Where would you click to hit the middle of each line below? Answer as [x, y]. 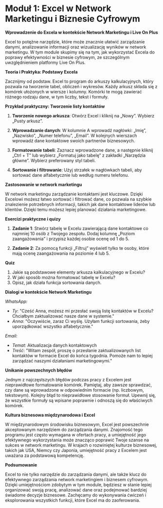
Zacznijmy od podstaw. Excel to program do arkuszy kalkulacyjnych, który [79, 81]
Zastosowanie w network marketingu [44, 184]
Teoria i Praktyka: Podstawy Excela [41, 72]
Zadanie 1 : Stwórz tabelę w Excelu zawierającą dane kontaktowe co [80, 228]
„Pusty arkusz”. [27, 121]
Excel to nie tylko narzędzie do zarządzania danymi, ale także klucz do [76, 474]
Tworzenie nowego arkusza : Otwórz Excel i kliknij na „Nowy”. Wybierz [83, 115]
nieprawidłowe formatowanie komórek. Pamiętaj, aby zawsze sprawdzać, [79, 385]
